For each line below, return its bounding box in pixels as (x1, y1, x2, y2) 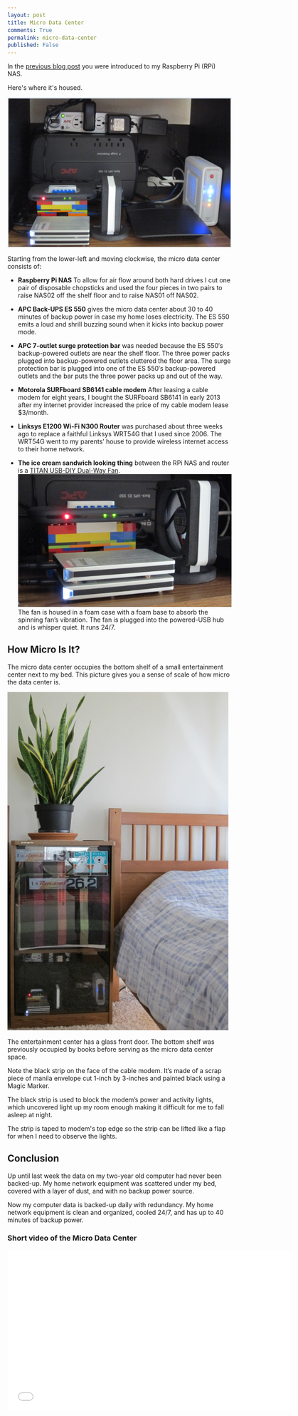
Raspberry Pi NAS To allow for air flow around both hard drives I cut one (17, 275, 231, 284)
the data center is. (7, 677, 60, 686)
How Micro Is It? (7, 644, 80, 656)
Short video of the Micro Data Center (7, 1233, 137, 1243)
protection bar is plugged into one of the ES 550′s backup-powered (17, 364, 215, 372)
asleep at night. (7, 1110, 53, 1119)
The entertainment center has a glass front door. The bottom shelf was (7, 1037, 215, 1046)
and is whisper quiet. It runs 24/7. (17, 622, 116, 631)
